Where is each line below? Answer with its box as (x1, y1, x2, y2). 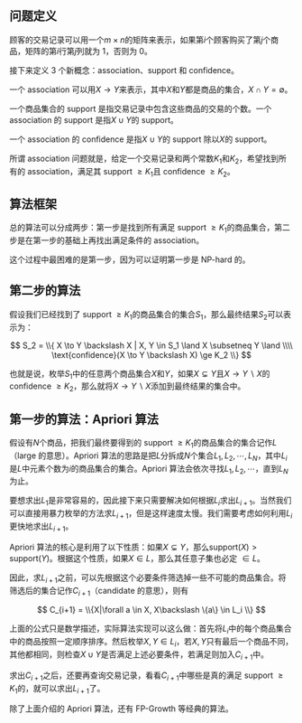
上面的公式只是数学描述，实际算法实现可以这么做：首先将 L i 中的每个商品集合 (9, 623, 292, 636)
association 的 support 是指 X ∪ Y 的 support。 (9, 114, 178, 125)
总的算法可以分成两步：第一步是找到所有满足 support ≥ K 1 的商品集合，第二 (9, 222, 290, 235)
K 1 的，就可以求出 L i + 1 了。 (9, 682, 105, 696)
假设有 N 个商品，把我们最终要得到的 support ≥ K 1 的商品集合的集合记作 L (9, 437, 278, 450)
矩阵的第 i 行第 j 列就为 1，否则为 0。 (24, 45, 153, 56)
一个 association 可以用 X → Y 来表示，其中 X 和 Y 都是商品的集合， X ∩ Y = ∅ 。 (9, 84, 293, 95)
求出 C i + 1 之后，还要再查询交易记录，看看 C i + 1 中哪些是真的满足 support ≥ (9, 670, 284, 682)
